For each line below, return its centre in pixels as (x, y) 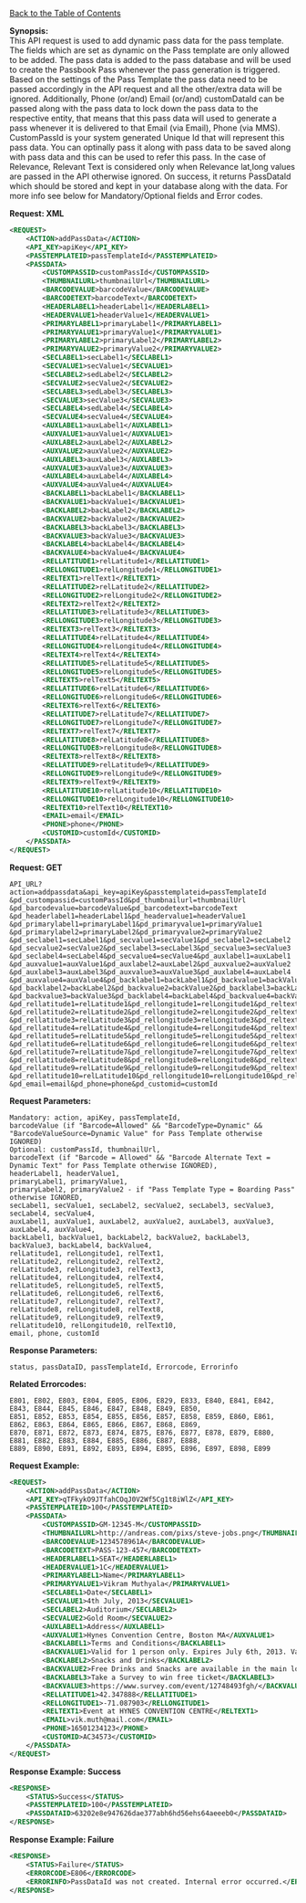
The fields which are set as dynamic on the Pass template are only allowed (149, 50)
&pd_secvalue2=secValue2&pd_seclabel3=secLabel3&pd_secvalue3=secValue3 (150, 948)
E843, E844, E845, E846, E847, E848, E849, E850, (106, 1409)
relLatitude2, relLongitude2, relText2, (87, 1261)
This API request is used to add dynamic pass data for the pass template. (147, 41)
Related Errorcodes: (48, 1383)
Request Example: (45, 1466)
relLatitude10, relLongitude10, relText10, (93, 1325)
